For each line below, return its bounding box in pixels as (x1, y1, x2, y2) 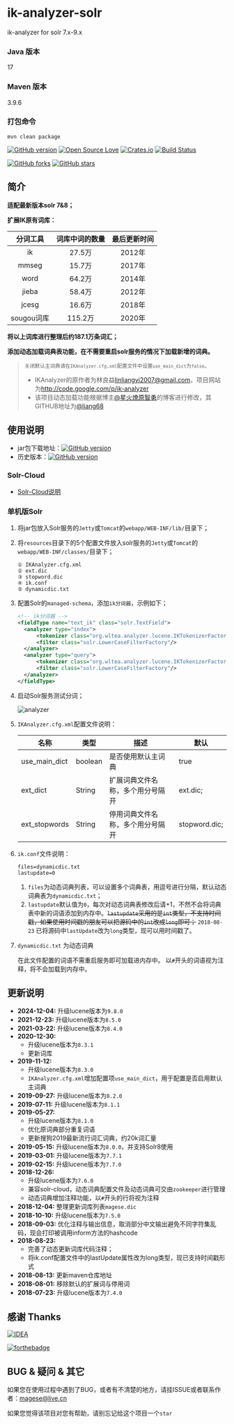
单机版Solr (7, 507, 43, 516)
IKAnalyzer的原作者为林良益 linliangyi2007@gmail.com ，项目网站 (34, 375, 221, 384)
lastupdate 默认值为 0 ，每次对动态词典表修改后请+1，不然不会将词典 (27, 900, 221, 908)
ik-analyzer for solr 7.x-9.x (7, 28, 82, 36)
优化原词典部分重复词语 (27, 1125, 95, 1133)
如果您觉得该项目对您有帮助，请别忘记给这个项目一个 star (7, 1409, 173, 1418)
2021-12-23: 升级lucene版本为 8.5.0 (17, 1015, 122, 1024)
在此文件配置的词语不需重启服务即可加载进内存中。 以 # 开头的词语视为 (17, 956, 218, 964)
